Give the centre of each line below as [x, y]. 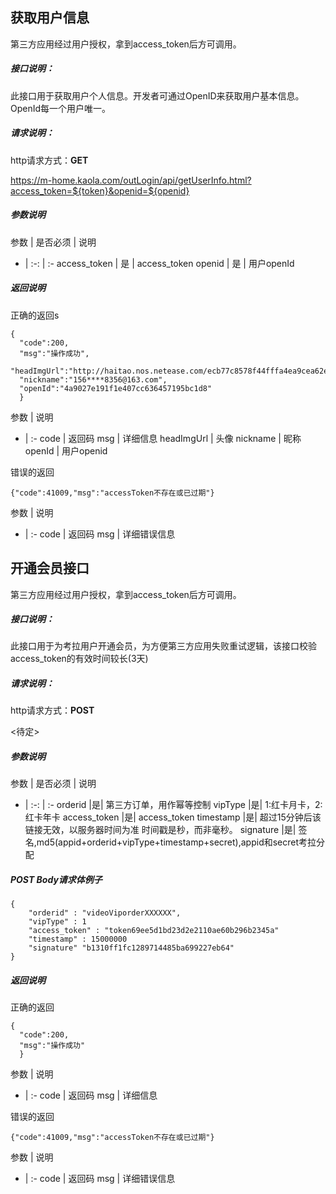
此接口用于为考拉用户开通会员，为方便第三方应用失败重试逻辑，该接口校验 [163, 646]
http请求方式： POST [52, 710]
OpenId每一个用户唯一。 [61, 108]
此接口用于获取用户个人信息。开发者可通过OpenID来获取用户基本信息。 [157, 95]
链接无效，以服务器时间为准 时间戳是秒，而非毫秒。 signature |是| [160, 830]
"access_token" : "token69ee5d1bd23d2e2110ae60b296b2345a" [154, 931]
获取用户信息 [50, 18]
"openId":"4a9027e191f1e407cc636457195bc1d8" [116, 388]
